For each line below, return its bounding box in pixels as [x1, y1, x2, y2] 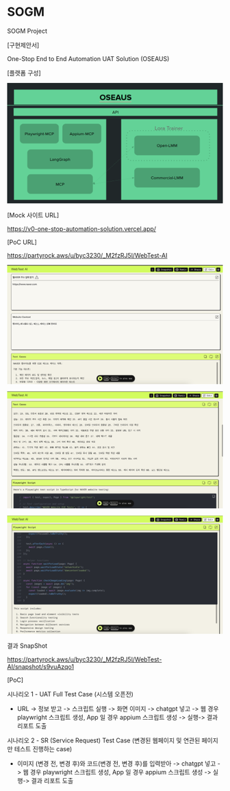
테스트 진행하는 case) [14, 744, 73, 753]
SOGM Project [7, 27, 48, 35]
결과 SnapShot [7, 642, 48, 650]
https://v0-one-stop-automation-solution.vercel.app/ [7, 224, 156, 233]
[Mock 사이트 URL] [7, 210, 60, 219]
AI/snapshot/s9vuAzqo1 [7, 662, 74, 670]
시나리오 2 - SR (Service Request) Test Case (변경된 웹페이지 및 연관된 [7, 736, 201, 744]
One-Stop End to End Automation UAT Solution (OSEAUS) [7, 54, 170, 62]
